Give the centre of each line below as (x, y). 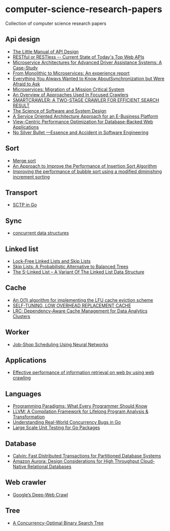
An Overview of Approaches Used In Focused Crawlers (70, 94)
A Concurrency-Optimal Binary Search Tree (58, 523)
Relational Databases (49, 467)
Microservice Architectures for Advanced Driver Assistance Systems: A (87, 62)
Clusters (21, 316)
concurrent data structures (41, 233)
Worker (17, 332)
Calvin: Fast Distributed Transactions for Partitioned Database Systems (87, 456)
